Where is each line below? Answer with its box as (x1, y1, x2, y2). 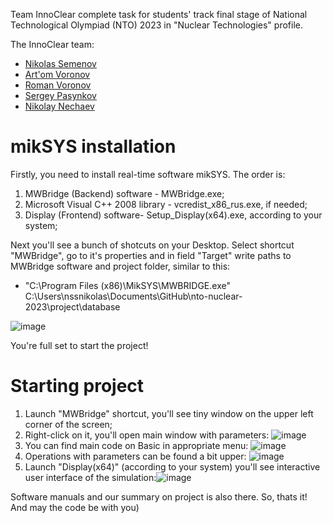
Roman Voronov (24, 79, 92, 91)
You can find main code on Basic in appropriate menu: (24, 439, 249, 451)
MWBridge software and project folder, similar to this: (10, 260, 231, 272)
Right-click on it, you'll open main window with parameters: (24, 429, 270, 441)
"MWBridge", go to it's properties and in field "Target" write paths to (10, 249, 292, 261)
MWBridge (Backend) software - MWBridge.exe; (24, 187, 225, 199)
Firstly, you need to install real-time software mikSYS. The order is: (10, 168, 286, 180)
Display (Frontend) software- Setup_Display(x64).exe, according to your (24, 209, 323, 221)
